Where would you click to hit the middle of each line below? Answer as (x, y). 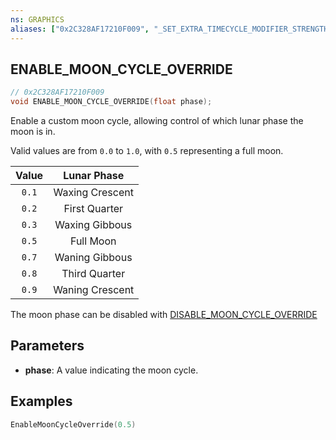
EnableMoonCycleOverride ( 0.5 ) (73, 424)
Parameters (47, 346)
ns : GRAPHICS (37, 19)
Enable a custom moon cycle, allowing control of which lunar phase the (157, 121)
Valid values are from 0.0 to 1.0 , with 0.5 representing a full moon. (147, 151)
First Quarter (93, 209)
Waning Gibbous (93, 258)
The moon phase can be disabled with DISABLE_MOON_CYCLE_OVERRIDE (164, 315)
